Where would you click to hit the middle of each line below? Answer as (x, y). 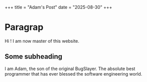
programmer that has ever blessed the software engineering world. (73, 74)
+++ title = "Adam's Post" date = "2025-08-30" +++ (59, 7)
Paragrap (24, 27)
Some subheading (34, 57)
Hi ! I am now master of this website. (42, 41)
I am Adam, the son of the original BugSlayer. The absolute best (70, 69)
